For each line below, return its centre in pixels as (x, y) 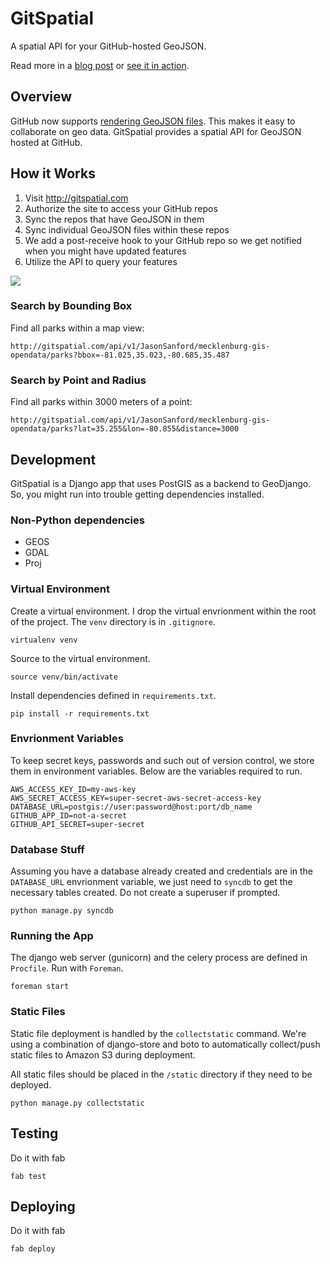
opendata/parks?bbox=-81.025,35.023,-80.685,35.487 (120, 355)
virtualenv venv (44, 640)
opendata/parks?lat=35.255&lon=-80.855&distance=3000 (125, 429)
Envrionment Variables (67, 739)
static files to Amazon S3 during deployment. (103, 1054)
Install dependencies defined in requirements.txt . (113, 695)
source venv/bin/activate (64, 677)
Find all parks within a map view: (77, 328)
